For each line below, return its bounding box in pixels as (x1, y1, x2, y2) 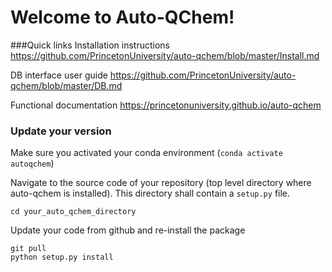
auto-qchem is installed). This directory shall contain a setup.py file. (10, 187, 291, 200)
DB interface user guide (10, 69, 108, 81)
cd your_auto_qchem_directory (10, 207, 137, 217)
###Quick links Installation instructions (10, 39, 171, 51)
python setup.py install (10, 252, 114, 263)
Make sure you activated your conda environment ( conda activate (10, 147, 283, 159)
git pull (10, 244, 47, 254)
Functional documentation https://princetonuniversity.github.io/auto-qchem (10, 99, 322, 111)
